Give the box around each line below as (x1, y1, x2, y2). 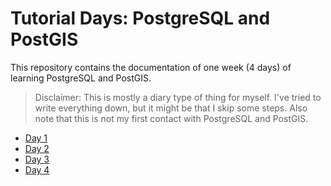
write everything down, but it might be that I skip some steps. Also (34, 102, 308, 114)
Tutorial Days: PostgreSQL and (10, 7, 271, 30)
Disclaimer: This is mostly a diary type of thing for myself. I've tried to (34, 91, 322, 103)
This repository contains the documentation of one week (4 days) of (10, 61, 292, 73)
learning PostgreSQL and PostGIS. (10, 72, 152, 84)
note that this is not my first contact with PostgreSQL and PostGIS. (34, 112, 309, 124)
